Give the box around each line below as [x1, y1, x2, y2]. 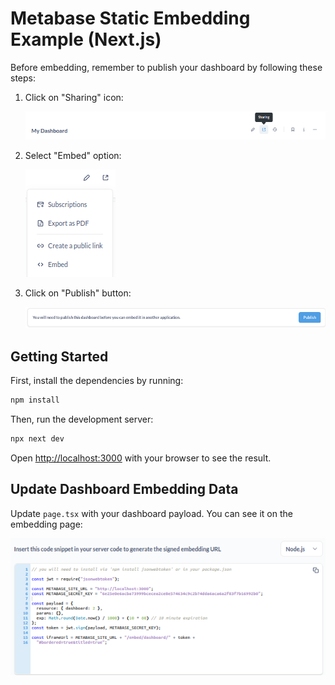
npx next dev [10, 433, 65, 444]
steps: [10, 72, 36, 84]
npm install [10, 395, 60, 405]
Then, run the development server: [10, 413, 154, 425]
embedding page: [10, 518, 83, 530]
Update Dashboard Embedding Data [10, 481, 239, 498]
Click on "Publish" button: [24, 287, 132, 299]
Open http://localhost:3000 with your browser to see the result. [10, 452, 272, 464]
